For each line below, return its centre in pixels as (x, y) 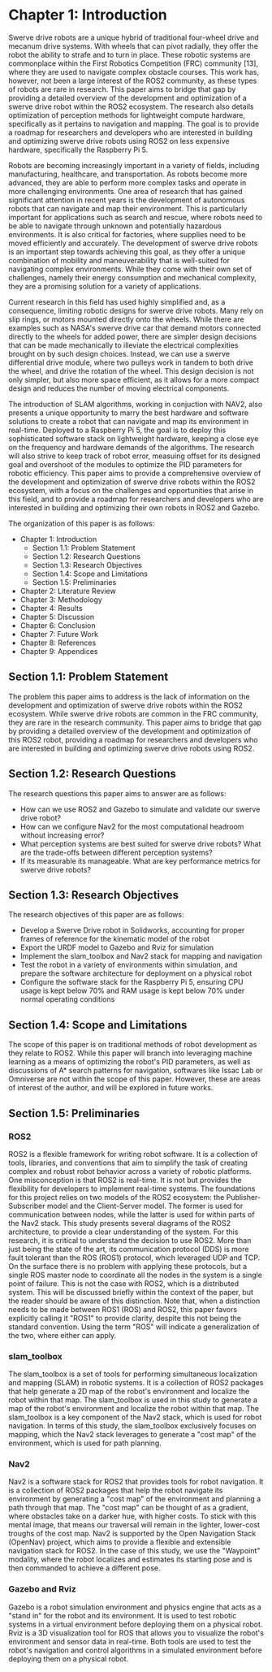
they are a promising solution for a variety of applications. (105, 286)
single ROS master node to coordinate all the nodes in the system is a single (135, 1275)
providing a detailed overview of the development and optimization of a (128, 97)
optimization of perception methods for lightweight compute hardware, (127, 115)
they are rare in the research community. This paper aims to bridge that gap (135, 722)
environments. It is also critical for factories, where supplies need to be (127, 234)
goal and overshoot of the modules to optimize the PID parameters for (125, 464)
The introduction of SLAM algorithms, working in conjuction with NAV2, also (136, 404)
